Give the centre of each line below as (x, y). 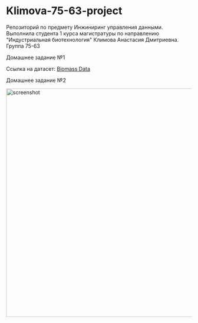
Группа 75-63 (23, 46)
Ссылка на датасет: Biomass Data (48, 68)
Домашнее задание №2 (36, 80)
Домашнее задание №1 (36, 57)
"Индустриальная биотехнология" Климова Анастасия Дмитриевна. (93, 39)
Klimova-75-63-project (64, 11)
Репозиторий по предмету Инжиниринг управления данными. (85, 27)
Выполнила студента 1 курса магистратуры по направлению (83, 33)
